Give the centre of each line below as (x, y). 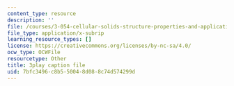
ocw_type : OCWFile (34, 53)
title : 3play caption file (46, 65)
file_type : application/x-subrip (56, 33)
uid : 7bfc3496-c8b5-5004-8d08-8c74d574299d (71, 71)
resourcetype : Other (37, 59)
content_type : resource (42, 14)
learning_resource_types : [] (49, 40)
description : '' (31, 20)
